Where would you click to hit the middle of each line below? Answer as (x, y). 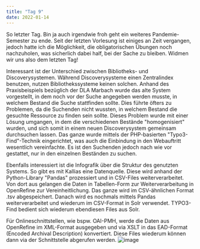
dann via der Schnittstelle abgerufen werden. (62, 239)
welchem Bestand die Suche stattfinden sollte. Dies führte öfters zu (89, 102)
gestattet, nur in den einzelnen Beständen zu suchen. (72, 153)
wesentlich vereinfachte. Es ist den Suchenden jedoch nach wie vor (89, 147)
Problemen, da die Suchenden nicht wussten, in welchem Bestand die (92, 109)
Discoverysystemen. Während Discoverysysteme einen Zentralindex (90, 77)
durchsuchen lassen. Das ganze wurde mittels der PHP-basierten (86, 134)
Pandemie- (166, 34)
